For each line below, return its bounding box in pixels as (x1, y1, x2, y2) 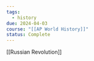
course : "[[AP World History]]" (6, 26, 89, 32)
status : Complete (6, 32, 51, 38)
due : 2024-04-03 (6, 20, 48, 26)
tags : (6, 9, 20, 15)
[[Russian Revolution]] (6, 48, 62, 56)
